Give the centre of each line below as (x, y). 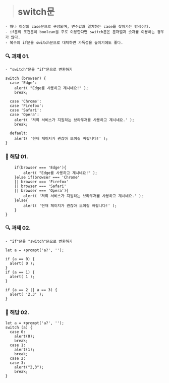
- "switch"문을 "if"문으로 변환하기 (39, 70)
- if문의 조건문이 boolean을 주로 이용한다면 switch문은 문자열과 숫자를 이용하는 (80, 32)
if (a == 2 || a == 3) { (31, 290)
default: (19, 133)
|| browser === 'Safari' (40, 186)
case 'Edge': (23, 83)
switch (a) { (19, 327)
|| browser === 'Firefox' (42, 182)
